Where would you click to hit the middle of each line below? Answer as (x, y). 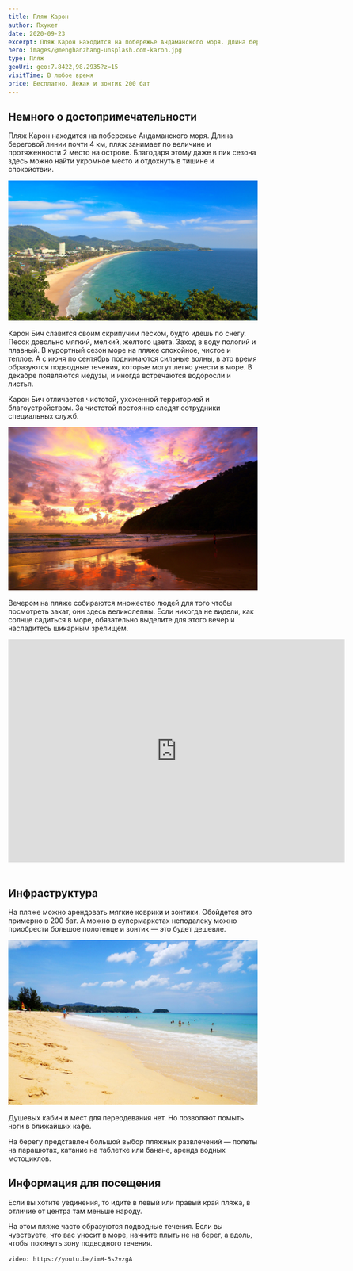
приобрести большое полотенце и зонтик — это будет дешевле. (117, 929)
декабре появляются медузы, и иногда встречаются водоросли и (120, 375)
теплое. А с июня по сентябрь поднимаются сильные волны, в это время (133, 358)
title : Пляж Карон (38, 17)
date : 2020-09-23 (37, 33)
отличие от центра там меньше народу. (75, 1211)
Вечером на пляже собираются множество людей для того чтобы (120, 603)
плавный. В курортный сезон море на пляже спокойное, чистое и (120, 350)
